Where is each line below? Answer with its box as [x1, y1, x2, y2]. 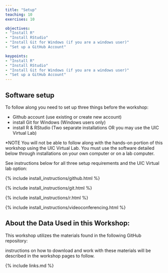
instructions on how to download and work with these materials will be [5, 247, 151, 253]
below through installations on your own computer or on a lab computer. [5, 150, 155, 156]
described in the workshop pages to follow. [5, 252, 95, 259]
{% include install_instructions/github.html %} [5, 175, 100, 181]
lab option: [5, 165, 28, 171]
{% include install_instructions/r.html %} [5, 195, 89, 201]
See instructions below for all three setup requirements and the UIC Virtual [5, 160, 159, 166]
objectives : [5, 26, 30, 31]
